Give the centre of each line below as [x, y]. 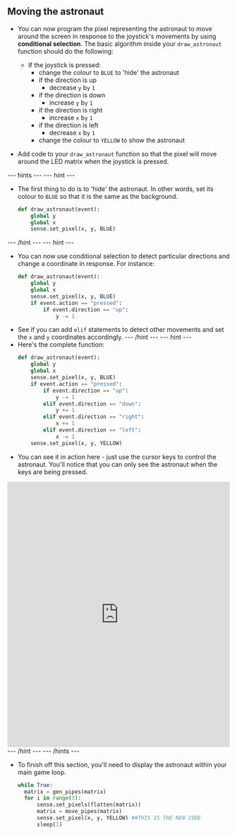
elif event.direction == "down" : [92, 404]
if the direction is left [68, 125]
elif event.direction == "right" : [94, 417]
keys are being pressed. [53, 472]
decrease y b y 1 [72, 87]
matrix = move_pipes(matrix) [79, 812]
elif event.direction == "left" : [92, 430]
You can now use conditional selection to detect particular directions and [123, 256]
